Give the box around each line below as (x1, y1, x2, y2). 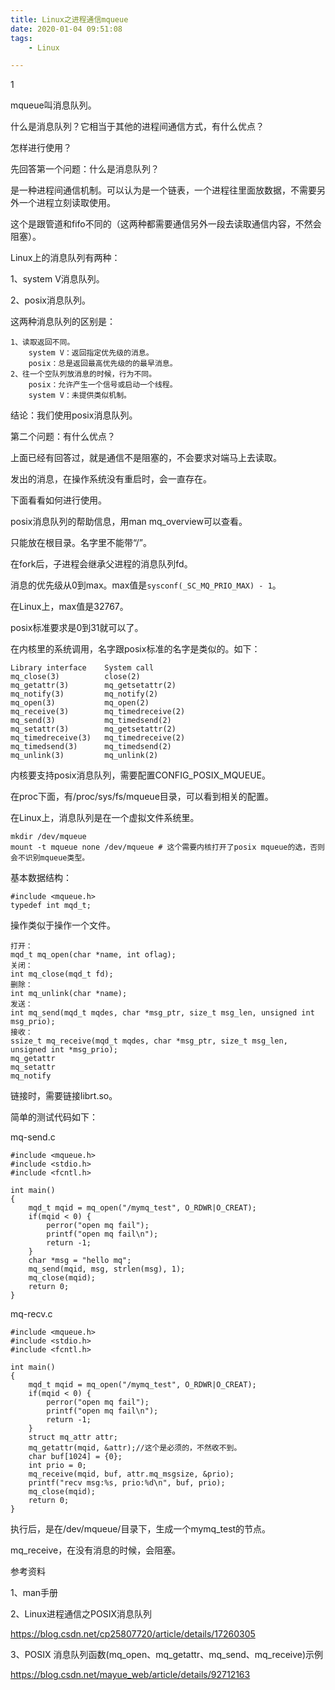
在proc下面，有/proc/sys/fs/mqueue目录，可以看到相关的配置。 (10, 791, 274, 803)
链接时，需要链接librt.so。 (10, 1090, 118, 1102)
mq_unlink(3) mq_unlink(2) (10, 751, 159, 761)
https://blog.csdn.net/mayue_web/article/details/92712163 (10, 1669, 251, 1681)
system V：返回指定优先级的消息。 (28, 348, 154, 358)
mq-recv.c (10, 1308, 53, 1320)
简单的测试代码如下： (10, 1111, 98, 1123)
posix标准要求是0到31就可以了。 (10, 622, 144, 634)
